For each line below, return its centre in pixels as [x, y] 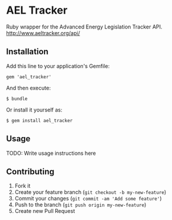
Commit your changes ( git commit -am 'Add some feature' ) [88, 199]
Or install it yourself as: [34, 110]
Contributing [30, 172]
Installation [27, 52]
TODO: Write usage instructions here [51, 153]
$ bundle [17, 98]
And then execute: [28, 88]
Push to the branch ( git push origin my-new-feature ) [80, 205]
